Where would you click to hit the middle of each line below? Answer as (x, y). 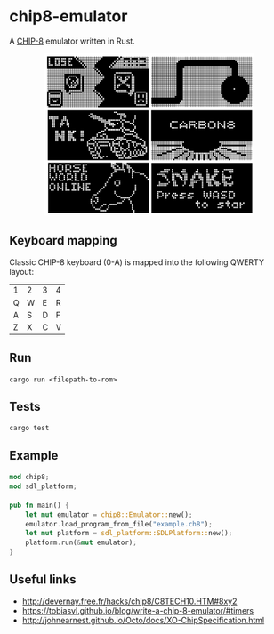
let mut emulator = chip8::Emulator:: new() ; (109, 514)
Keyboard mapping (63, 241)
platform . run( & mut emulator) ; (81, 543)
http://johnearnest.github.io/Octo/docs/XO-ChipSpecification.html (143, 620)
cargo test (29, 429)
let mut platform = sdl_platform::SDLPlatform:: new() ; (129, 534)
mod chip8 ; (29, 478)
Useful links (43, 580)
